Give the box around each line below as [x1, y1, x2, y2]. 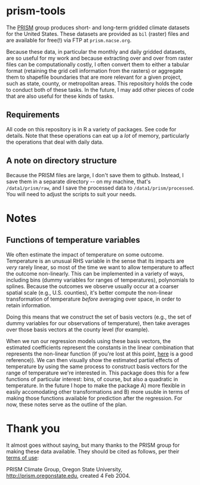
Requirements [6, 110, 60, 120]
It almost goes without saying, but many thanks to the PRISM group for [6, 441, 180, 449]
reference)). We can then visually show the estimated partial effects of [6, 356, 180, 363]
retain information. [6, 301, 52, 308]
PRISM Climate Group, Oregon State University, [6, 465, 122, 472]
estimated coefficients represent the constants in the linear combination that [6, 344, 194, 351]
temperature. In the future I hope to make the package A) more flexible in [6, 382, 186, 389]
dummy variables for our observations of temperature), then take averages [6, 319, 190, 326]
